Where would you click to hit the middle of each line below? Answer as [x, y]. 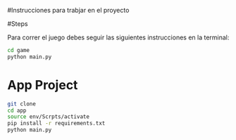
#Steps [18, 24]
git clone [22, 104]
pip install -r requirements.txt [56, 123]
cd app [17, 110]
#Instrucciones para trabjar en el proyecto [68, 10]
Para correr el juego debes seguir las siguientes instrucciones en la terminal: [118, 37]
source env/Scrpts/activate [49, 117]
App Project [43, 85]
